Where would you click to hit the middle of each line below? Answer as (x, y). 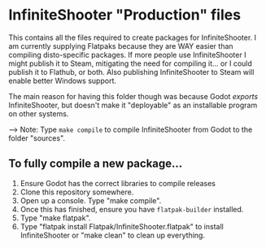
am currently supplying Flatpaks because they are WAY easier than (121, 46)
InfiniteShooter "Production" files (125, 15)
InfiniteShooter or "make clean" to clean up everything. (113, 235)
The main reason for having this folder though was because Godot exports (133, 96)
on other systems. (39, 113)
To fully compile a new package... (96, 164)
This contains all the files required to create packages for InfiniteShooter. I (133, 37)
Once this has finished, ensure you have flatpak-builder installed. (132, 209)
